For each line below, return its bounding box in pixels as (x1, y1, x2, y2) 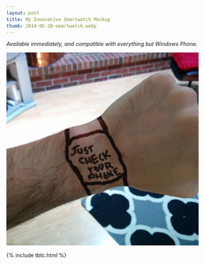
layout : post (6, 10, 40, 16)
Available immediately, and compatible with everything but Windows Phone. (6, 40, 198, 48)
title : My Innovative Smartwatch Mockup (6, 16, 111, 23)
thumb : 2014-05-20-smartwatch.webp (6, 23, 97, 29)
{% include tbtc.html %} (6, 252, 67, 259)
